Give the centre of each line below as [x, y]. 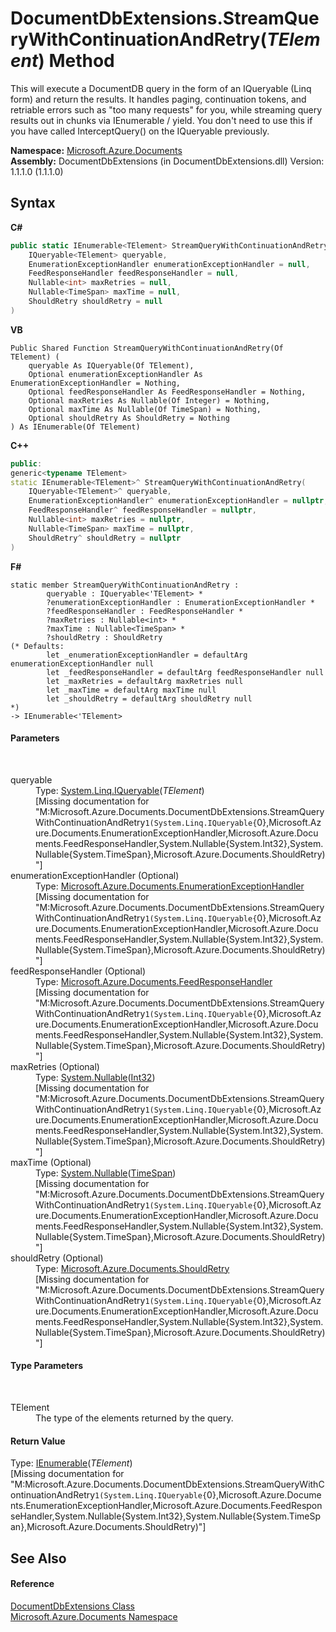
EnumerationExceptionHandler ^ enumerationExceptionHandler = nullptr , [178, 501]
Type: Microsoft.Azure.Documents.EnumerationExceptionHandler [170, 886]
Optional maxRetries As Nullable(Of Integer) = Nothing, [149, 400]
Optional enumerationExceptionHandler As [115, 374]
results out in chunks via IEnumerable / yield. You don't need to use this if [161, 120]
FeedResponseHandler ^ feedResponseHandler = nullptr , [142, 510]
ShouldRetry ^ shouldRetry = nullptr [105, 538]
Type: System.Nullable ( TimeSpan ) [106, 1173]
